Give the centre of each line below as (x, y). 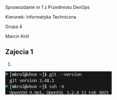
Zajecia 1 (19, 52)
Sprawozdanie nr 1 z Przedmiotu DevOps (47, 7)
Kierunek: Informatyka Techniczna (41, 17)
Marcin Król (17, 36)
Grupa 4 (14, 26)
